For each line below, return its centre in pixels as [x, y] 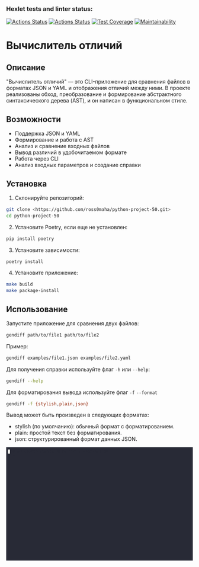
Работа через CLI [37, 159]
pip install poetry [30, 239]
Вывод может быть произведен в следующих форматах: [78, 415]
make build [20, 284]
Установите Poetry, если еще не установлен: [71, 227]
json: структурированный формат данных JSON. [76, 439]
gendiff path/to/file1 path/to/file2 [53, 335]
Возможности [33, 119]
